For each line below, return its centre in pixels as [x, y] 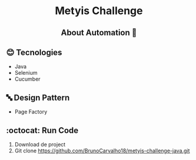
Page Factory [31, 112]
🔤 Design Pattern [38, 97]
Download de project [40, 145]
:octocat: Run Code [42, 130]
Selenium [26, 73]
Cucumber [27, 79]
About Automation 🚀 [99, 33]
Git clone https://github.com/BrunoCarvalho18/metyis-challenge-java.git [102, 151]
